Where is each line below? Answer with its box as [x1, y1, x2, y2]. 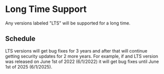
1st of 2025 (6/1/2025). [5, 63, 52, 69]
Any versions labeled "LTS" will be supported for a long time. [5, 20, 131, 26]
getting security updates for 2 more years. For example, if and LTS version [5, 53, 158, 59]
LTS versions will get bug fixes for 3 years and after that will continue [5, 47, 147, 53]
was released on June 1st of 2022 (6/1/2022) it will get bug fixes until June [5, 58, 159, 64]
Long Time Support [5, 3, 87, 15]
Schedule [5, 34, 36, 43]
